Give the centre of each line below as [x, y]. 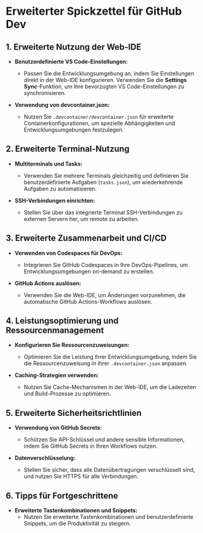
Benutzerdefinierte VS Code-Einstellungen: [71, 62]
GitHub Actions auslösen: [48, 283]
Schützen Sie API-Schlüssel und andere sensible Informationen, [104, 440]
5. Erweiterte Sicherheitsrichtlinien [74, 413]
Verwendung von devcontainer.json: [62, 105]
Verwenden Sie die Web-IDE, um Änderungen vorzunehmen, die [105, 295]
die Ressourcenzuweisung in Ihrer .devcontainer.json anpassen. [105, 363]
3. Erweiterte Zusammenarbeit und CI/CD [86, 238]
